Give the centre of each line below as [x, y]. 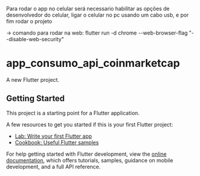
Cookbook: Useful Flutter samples [57, 142]
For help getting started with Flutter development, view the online [87, 154]
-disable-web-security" [35, 39]
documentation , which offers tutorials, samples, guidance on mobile [90, 160]
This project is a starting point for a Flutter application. [73, 113]
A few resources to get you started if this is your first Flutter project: [90, 124]
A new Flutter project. [33, 79]
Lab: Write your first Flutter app [53, 136]
